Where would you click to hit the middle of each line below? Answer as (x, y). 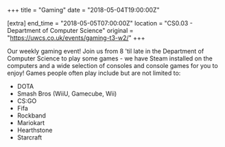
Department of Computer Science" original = (70, 31)
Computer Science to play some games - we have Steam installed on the (110, 58)
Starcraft (29, 137)
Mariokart (31, 123)
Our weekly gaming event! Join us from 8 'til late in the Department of (106, 51)
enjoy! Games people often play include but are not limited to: (94, 73)
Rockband (32, 115)
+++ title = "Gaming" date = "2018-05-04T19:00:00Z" (83, 10)
